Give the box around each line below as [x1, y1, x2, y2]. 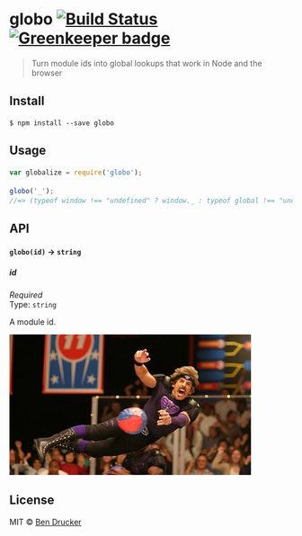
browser [31, 67, 63, 78]
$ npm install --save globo [9, 118, 115, 128]
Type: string [9, 299, 57, 310]
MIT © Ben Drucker [9, 516, 83, 527]
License [9, 493, 55, 508]
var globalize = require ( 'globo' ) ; [9, 167, 143, 177]
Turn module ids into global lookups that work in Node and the [31, 58, 262, 68]
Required [9, 290, 43, 300]
